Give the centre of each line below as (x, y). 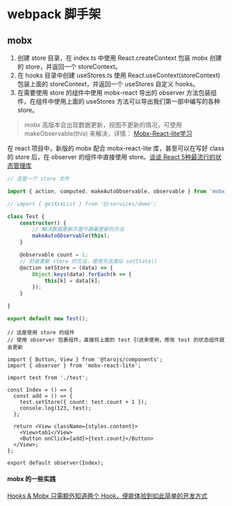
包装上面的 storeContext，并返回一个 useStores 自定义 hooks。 (108, 84)
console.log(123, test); (56, 408)
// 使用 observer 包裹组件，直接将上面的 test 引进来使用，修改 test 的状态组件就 (116, 340)
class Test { (26, 216)
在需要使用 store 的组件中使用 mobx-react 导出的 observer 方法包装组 (117, 92)
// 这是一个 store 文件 (38, 179)
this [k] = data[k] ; (72, 281)
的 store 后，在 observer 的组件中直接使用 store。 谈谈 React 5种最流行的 (111, 157)
